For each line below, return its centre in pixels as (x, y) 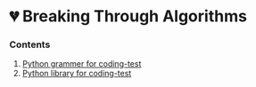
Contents (30, 44)
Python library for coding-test (77, 74)
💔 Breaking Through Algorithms (128, 16)
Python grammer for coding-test (82, 64)
